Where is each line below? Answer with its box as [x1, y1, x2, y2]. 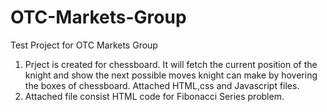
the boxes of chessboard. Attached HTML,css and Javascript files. [24, 79, 300, 91]
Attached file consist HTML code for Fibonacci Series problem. [24, 90, 285, 102]
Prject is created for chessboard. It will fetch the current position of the [24, 58, 318, 70]
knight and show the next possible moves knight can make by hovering [24, 69, 318, 81]
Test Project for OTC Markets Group [10, 39, 158, 51]
